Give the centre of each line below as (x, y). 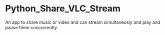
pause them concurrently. (32, 27)
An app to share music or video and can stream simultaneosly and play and (83, 22)
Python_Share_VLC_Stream (63, 9)
